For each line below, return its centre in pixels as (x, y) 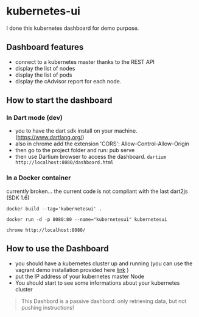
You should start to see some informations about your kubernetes (97, 283)
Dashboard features (45, 47)
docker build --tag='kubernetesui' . (54, 209)
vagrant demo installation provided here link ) (72, 270)
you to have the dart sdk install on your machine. (76, 131)
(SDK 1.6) (18, 197)
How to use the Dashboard (58, 249)
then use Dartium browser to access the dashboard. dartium (90, 157)
